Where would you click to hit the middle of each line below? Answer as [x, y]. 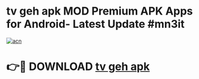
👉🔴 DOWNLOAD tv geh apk [78, 67]
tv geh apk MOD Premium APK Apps [100, 11]
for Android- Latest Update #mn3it [96, 24]
